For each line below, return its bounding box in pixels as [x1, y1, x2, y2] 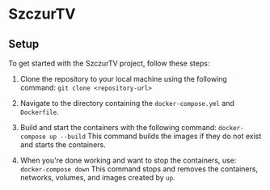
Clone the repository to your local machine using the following [19, 74, 228, 83]
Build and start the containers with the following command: [19, 123, 217, 132]
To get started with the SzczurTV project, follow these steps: [8, 58, 210, 68]
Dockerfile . [19, 107, 59, 116]
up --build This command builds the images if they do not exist [49, 131, 262, 141]
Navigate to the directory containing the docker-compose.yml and [19, 99, 234, 108]
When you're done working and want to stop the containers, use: [19, 155, 237, 165]
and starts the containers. [19, 140, 107, 150]
